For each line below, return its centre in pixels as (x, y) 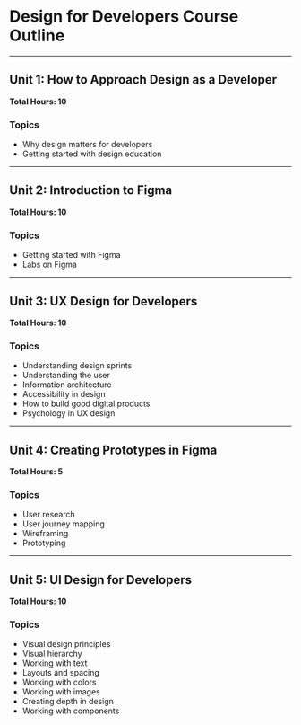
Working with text (55, 663)
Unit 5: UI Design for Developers (101, 580)
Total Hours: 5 (36, 472)
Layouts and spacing (61, 673)
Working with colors (59, 682)
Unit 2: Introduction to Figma (91, 190)
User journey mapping (64, 524)
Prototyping (44, 543)
